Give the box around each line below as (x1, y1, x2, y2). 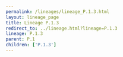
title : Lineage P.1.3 (5, 20, 59, 26)
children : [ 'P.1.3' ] (5, 42, 57, 48)
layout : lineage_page (5, 14, 59, 20)
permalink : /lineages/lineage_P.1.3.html (5, 8, 110, 15)
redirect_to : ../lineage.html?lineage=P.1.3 (5, 25, 118, 31)
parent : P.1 (5, 36, 35, 42)
